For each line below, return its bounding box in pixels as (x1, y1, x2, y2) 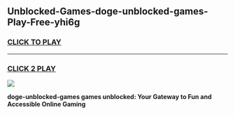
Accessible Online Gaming (7, 100, 86, 108)
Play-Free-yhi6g (7, 17, 80, 29)
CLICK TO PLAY (7, 38, 62, 47)
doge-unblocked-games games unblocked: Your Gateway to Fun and (7, 92, 212, 100)
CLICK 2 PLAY (7, 63, 56, 73)
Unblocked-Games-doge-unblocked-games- (7, 6, 208, 17)
